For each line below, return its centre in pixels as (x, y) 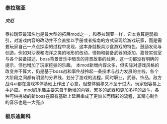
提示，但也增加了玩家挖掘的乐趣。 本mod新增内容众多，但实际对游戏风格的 (82, 65)
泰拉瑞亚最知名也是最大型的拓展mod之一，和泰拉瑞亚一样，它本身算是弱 (80, 34)
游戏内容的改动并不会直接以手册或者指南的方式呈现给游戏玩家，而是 (88, 40)
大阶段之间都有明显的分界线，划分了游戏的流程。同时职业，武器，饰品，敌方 (83, 77)
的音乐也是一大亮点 (25, 102)
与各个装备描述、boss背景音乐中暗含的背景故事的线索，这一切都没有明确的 (82, 59)
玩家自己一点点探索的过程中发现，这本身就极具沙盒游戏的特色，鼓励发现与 (85, 46)
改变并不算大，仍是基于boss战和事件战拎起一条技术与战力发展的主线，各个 (82, 71)
